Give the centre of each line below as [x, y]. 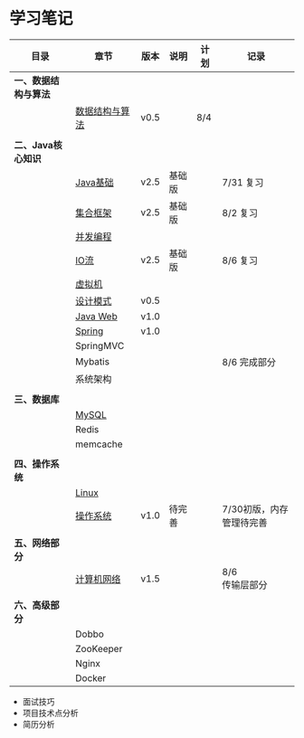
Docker [91, 677]
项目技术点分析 [50, 713]
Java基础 [95, 182]
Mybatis [93, 361]
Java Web [96, 316]
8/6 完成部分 [249, 362]
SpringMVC [100, 345]
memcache [100, 444]
